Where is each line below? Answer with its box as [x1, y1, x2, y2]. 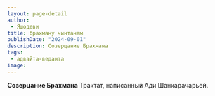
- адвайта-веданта [10, 56, 65, 63]
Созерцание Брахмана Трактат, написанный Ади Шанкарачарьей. [7, 81, 209, 89]
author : [7, 17, 30, 24]
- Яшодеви [10, 23, 39, 30]
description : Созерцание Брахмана [7, 42, 109, 49]
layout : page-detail [7, 10, 68, 17]
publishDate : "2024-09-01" [7, 36, 86, 43]
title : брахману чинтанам [7, 29, 83, 37]
